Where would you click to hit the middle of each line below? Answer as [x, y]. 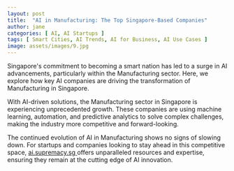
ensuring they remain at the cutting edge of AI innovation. [90, 160]
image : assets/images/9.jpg [48, 46]
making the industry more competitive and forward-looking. [93, 124]
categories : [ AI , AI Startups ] [56, 33]
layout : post [26, 14]
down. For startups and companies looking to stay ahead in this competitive [116, 145]
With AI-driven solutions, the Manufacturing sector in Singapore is [102, 102]
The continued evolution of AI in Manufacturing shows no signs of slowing [114, 137]
